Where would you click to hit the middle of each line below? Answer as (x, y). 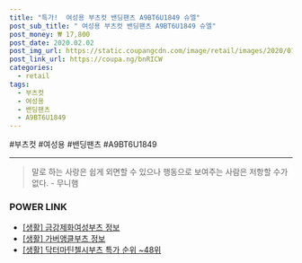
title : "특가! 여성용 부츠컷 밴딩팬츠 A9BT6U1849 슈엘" (105, 18)
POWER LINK (38, 207)
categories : (31, 68)
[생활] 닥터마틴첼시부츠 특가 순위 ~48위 (92, 250)
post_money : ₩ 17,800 (50, 34)
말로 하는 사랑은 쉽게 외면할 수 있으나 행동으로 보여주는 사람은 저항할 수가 (160, 172)
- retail (34, 76)
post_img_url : (36, 51)
